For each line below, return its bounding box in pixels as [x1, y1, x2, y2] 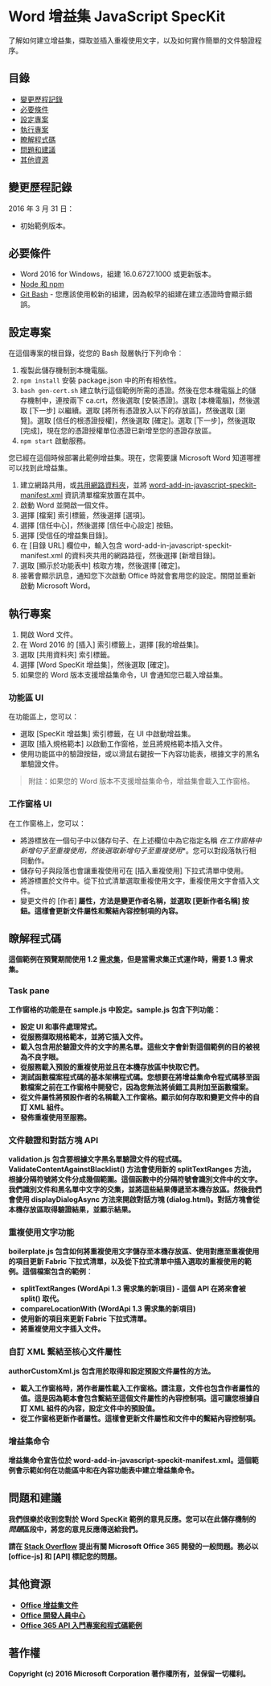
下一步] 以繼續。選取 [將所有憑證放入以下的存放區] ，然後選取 [31, 406, 235, 416]
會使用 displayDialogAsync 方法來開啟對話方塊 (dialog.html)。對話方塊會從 [8, 1195, 260, 1204]
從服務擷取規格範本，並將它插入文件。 [19, 1032, 147, 1042]
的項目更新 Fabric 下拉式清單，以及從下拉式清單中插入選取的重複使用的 [8, 1257, 245, 1266]
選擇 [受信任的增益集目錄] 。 [19, 531, 113, 541]
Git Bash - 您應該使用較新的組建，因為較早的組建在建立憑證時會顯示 [19, 289, 246, 299]
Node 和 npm [19, 280, 64, 289]
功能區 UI [8, 692, 44, 703]
